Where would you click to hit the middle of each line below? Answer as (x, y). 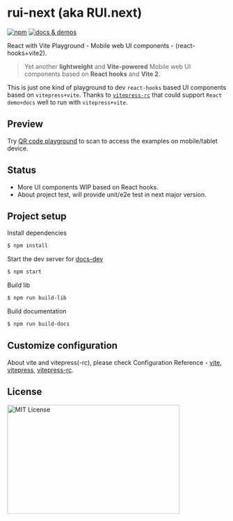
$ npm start (24, 272)
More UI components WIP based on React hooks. (88, 187)
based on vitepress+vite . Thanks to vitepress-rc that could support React (115, 95)
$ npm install (28, 246)
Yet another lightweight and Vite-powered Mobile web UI (107, 66)
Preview (25, 124)
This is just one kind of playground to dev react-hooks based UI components (117, 87)
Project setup (37, 216)
